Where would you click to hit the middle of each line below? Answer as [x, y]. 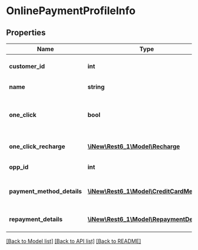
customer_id [27, 66]
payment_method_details [46, 191]
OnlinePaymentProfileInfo [71, 11]
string [96, 87]
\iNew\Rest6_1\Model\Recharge [134, 146]
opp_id [19, 167]
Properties [26, 33]
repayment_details [36, 219]
